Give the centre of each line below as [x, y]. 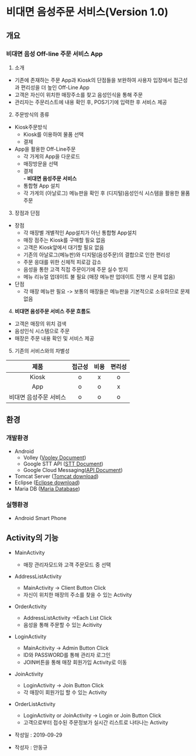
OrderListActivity [35, 704]
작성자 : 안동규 [31, 747]
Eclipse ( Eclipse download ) [47, 482]
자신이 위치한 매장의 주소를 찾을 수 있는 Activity [78, 595]
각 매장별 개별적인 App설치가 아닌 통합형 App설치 [80, 232]
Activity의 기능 [32, 538]
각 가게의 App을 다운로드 [52, 156]
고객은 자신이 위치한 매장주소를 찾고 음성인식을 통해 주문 [79, 95]
